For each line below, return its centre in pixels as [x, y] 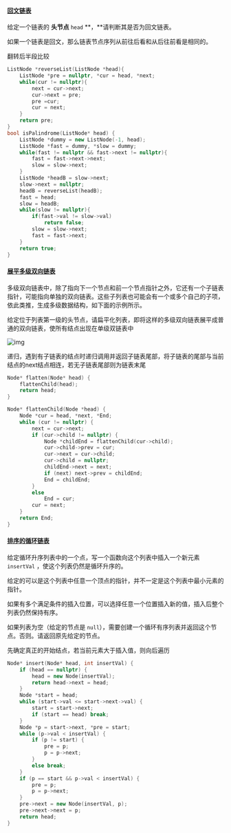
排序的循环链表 [28, 541]
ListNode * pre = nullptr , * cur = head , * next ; [87, 76]
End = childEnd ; [67, 479]
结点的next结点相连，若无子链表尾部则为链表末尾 [77, 365]
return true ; [38, 248]
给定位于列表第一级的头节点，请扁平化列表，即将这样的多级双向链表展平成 [112, 319]
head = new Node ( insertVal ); [74, 676]
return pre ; [36, 120]
